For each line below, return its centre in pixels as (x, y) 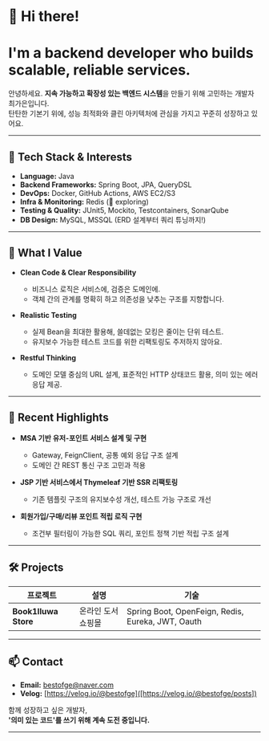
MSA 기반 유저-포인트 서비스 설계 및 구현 (83, 438)
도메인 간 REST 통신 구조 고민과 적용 (89, 465)
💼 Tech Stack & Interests (70, 157)
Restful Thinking (48, 357)
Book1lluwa (35, 612)
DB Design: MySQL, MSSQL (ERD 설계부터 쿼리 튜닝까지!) (113, 219)
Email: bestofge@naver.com (67, 685)
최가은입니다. (29, 104)
